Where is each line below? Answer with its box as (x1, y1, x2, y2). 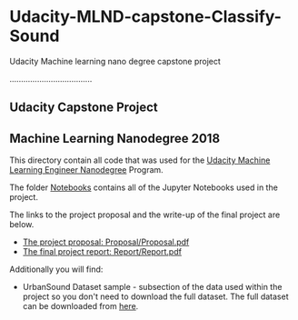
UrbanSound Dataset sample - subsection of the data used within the (22, 282, 283, 293)
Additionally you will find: (9, 264, 104, 275)
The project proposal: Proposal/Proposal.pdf (22, 236, 190, 247)
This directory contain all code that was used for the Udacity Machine (9, 155, 271, 165)
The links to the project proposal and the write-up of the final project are (9, 209, 281, 220)
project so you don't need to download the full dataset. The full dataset (22, 291, 289, 302)
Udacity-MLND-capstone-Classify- (9, 6, 282, 27)
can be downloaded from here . (22, 301, 139, 312)
